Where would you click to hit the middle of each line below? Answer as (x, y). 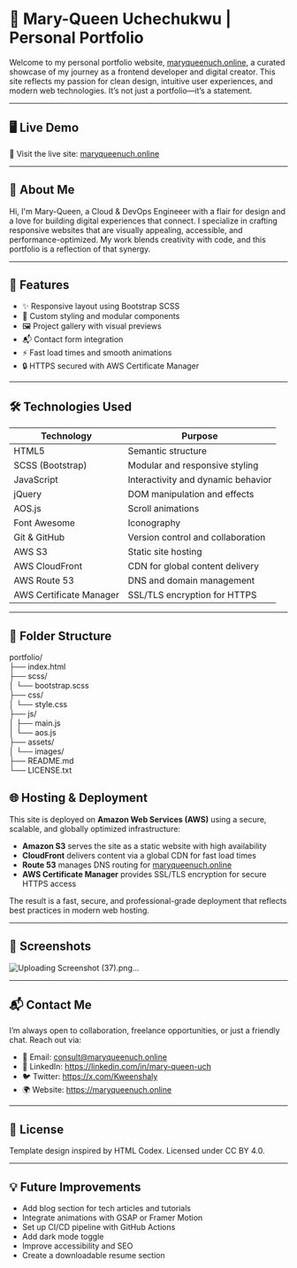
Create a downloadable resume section (93, 1256)
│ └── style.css (38, 704)
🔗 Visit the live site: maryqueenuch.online (84, 153)
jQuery (28, 494)
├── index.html (38, 666)
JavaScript (36, 480)
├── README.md (42, 761)
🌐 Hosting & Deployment (79, 798)
